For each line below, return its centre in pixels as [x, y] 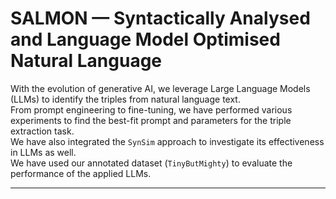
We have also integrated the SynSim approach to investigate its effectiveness [167, 141]
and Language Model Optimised [145, 39]
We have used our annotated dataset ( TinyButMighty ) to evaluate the [151, 163]
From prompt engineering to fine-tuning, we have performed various [151, 109]
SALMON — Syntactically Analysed [160, 18]
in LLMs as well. [43, 152]
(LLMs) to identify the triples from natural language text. [125, 99]
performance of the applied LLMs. [81, 173]
